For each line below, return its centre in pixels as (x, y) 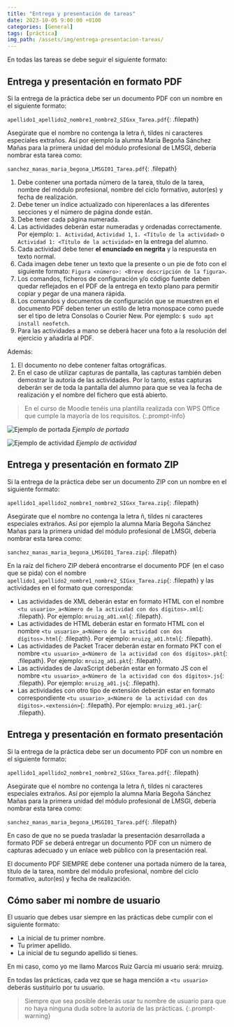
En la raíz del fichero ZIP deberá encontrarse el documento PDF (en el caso (116, 565)
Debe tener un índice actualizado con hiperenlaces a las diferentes (114, 204)
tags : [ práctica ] (32, 33)
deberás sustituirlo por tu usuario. (56, 988)
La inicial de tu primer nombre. (61, 938)
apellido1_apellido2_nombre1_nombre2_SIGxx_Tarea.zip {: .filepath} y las (111, 580)
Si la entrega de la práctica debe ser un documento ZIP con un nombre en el (117, 481)
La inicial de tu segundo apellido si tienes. (78, 953)
